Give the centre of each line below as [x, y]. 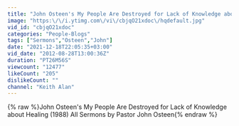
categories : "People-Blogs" [49, 34]
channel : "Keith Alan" [41, 87]
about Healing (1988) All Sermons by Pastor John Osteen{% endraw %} [113, 115]
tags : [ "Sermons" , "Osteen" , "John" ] [60, 41]
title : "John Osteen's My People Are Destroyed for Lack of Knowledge [114, 14]
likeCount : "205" [33, 73]
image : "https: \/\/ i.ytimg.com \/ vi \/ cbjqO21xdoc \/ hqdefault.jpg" [106, 21]
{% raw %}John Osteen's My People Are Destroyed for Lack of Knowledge [117, 107]
